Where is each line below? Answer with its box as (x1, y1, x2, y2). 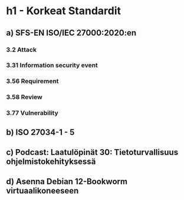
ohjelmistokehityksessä (6, 156, 96, 166)
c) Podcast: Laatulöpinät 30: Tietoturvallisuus (6, 147, 179, 157)
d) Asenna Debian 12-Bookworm (6, 176, 128, 187)
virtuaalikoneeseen (6, 186, 79, 196)
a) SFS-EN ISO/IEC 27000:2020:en (6, 28, 137, 38)
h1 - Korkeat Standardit (6, 4, 121, 18)
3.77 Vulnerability (6, 109, 58, 117)
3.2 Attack (6, 46, 37, 54)
